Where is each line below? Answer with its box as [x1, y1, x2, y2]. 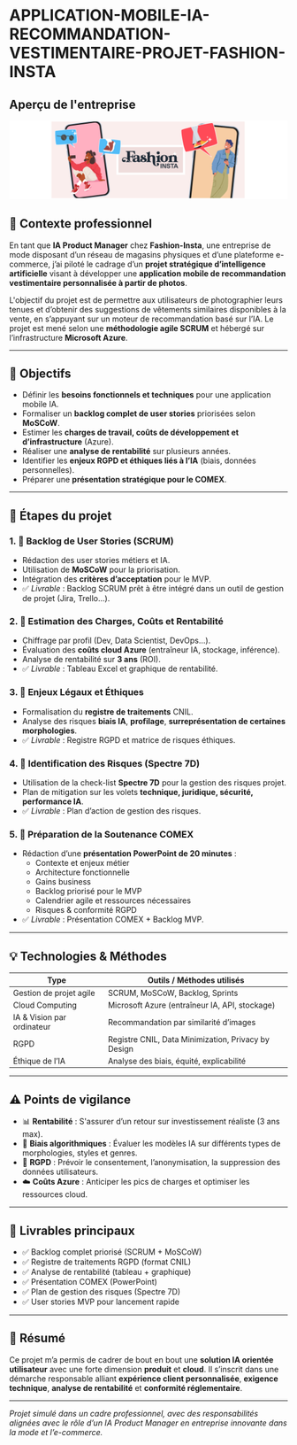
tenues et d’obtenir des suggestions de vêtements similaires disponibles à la [9, 304, 287, 314]
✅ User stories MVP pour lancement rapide [21, 1296, 179, 1307]
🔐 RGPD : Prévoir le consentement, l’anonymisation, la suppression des [21, 1157, 281, 1168]
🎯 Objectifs [9, 366, 72, 381]
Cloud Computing [12, 1000, 78, 1010]
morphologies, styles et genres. [21, 1147, 138, 1158]
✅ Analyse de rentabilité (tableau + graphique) [21, 1266, 192, 1277]
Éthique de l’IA [12, 1055, 66, 1066]
